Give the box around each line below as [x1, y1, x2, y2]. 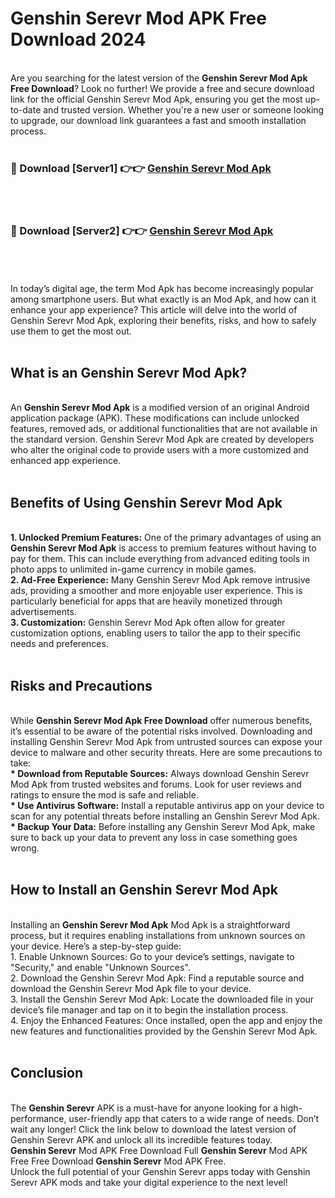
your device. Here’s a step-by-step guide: [10, 940, 182, 952]
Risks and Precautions [10, 677, 153, 694]
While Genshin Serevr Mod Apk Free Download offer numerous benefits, [10, 714, 313, 726]
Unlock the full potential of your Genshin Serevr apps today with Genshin [10, 1165, 311, 1177]
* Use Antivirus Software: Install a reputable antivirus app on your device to [10, 799, 325, 811]
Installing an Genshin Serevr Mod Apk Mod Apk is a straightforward [10, 918, 291, 931]
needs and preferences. [10, 638, 109, 650]
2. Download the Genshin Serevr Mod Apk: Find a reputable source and [10, 972, 305, 984]
